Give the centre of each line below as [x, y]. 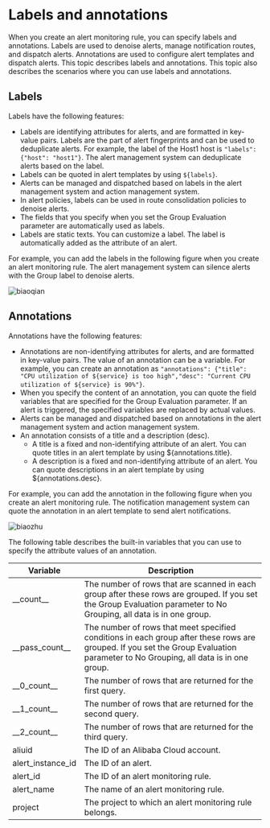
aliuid [22, 750]
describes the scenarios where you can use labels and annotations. [120, 71]
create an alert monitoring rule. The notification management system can [129, 502]
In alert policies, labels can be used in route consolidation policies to [133, 200]
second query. [111, 714]
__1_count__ [35, 708]
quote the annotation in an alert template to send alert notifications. [120, 511]
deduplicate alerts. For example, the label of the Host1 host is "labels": [138, 148]
